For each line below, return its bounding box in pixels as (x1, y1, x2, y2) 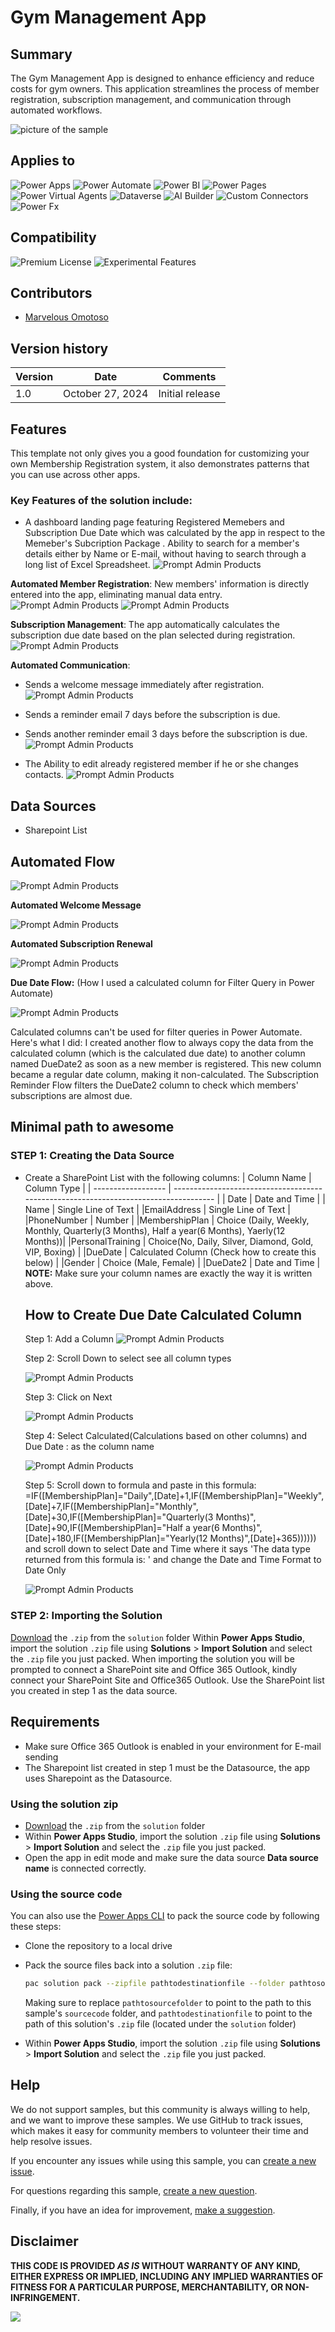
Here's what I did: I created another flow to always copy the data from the (10, 1036, 314, 1048)
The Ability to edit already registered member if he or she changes (24, 758, 299, 770)
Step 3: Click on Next (24, 1391, 113, 1403)
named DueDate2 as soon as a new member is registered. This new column (10, 1057, 322, 1070)
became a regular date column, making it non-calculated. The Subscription (10, 1068, 319, 1080)
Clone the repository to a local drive (24, 1940, 173, 1952)
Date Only (24, 1564, 67, 1576)
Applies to (10, 152, 76, 170)
